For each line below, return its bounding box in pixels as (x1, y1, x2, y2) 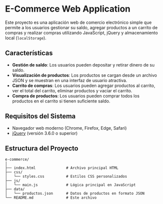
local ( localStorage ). (5, 35, 47, 41)
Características (5, 49, 53, 57)
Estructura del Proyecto (5, 144, 79, 153)
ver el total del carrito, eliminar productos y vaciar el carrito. (12, 87, 132, 93)
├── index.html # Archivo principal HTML (5, 166, 119, 170)
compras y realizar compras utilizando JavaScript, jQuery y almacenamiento (5, 30, 158, 35)
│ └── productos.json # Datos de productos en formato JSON (5, 191, 145, 196)
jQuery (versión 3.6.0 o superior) (12, 130, 78, 136)
